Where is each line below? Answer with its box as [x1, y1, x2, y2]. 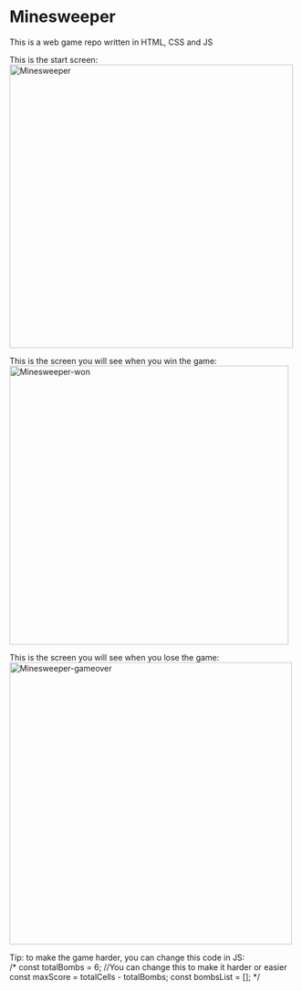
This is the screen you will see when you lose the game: [9, 652, 220, 662]
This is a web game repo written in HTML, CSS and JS [9, 37, 213, 47]
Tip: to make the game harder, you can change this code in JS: [9, 952, 245, 963]
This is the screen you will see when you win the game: [9, 355, 217, 366]
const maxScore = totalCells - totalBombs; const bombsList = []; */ [9, 971, 260, 982]
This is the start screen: [9, 54, 99, 65]
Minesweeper [9, 6, 116, 27]
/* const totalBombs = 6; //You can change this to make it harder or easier [9, 961, 287, 973]
